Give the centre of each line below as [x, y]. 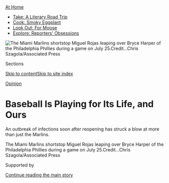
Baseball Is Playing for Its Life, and [80, 104]
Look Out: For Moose [35, 28]
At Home [15, 7]
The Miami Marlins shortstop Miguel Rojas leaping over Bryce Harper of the [85, 144]
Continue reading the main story [39, 175]
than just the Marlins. [27, 134]
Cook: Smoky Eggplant [37, 22]
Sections [15, 64]
